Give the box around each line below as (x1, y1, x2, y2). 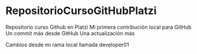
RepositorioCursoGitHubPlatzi (5, 4, 157, 18)
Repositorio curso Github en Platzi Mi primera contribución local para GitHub (5, 23, 192, 31)
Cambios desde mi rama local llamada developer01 (5, 41, 129, 48)
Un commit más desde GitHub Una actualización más (5, 29, 135, 36)
